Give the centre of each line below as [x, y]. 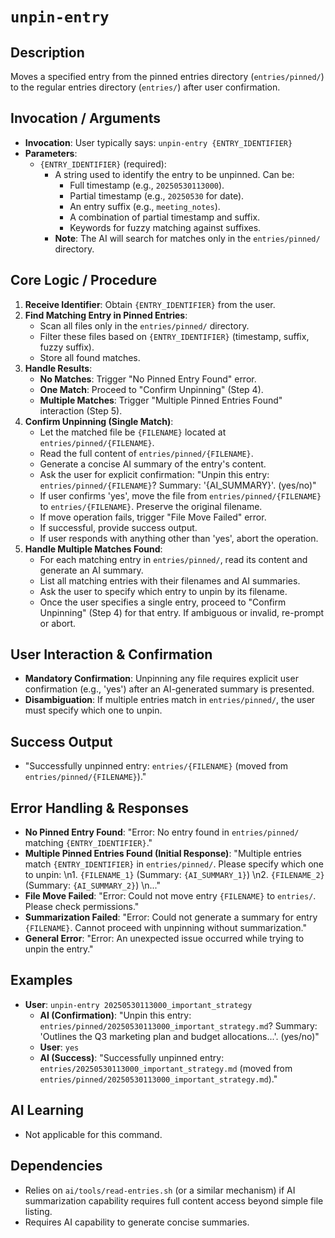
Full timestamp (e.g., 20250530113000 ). [147, 185]
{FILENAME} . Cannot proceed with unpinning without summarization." [166, 928]
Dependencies [56, 1166]
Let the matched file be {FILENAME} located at [133, 432]
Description [47, 52]
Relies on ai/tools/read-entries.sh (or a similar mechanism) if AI [160, 1190]
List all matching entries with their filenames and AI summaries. [170, 580]
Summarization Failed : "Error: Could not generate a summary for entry [171, 917]
